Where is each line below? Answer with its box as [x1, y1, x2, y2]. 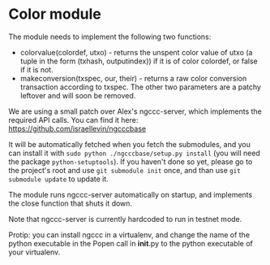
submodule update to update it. [8, 174, 109, 184]
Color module [8, 5, 101, 24]
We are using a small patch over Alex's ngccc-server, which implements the [8, 106, 262, 116]
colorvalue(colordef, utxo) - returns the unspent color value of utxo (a [19, 47, 253, 57]
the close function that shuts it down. [8, 198, 132, 208]
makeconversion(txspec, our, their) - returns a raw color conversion [19, 73, 247, 83]
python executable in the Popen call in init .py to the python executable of [8, 238, 254, 248]
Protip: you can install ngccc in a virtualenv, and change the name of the [8, 229, 250, 240]
